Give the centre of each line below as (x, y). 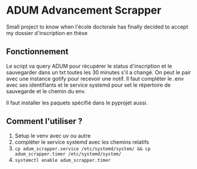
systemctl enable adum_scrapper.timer (63, 160)
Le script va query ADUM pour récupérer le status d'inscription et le (89, 66)
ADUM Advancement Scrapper (84, 10)
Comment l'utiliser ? (45, 121)
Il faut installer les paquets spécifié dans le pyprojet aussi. (77, 103)
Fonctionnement (37, 52)
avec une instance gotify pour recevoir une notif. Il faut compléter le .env (95, 78)
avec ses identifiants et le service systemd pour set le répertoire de (88, 85)
